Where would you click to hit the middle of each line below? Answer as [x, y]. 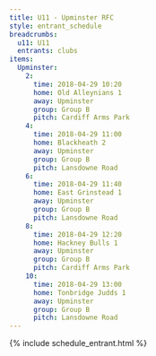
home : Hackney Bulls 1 [75, 243]
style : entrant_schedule [56, 26]
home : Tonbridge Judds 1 [79, 292]
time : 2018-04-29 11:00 [78, 135]
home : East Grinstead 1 [78, 193]
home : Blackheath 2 [69, 143]
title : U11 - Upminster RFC [62, 17]
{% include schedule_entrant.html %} [78, 343]
